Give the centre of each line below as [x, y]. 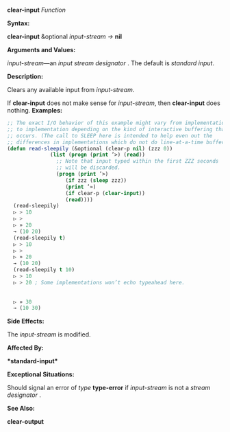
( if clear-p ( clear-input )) [105, 193]
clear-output [26, 422]
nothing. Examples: [35, 110]
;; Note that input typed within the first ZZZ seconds [137, 161]
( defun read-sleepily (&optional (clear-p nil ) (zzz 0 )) [90, 148]
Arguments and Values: [41, 50]
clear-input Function [37, 10]
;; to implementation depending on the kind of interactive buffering [110, 129]
